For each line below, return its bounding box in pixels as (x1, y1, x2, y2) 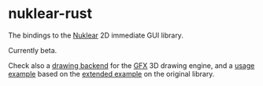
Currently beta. (8, 45, 57, 55)
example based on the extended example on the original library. (8, 69, 215, 78)
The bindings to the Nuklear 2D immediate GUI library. (8, 30, 183, 40)
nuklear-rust (8, 5, 93, 23)
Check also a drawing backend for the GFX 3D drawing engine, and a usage (8, 60, 255, 70)
